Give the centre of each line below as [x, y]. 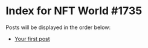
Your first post [32, 39]
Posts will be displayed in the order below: [58, 27]
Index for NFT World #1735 [74, 11]
